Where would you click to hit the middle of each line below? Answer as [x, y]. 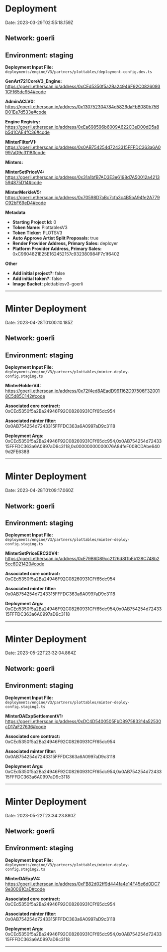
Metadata [15, 213]
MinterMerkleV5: [23, 192]
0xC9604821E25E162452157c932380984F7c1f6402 [66, 254]
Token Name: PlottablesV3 [40, 228]
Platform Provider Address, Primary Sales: [57, 249]
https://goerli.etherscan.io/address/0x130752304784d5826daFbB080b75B [82, 107]
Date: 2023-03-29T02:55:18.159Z [39, 22]
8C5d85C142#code [25, 396]
